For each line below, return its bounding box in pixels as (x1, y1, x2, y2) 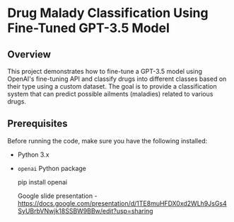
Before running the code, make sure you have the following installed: (7, 136, 207, 145)
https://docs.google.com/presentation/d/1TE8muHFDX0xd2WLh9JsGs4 (17, 199, 228, 207)
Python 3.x (17, 150, 49, 159)
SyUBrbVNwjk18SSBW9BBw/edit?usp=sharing (17, 206, 153, 215)
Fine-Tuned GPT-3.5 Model (7, 20, 170, 36)
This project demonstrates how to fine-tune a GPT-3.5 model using (7, 67, 203, 75)
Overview (7, 48, 52, 60)
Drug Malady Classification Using (7, 5, 209, 21)
